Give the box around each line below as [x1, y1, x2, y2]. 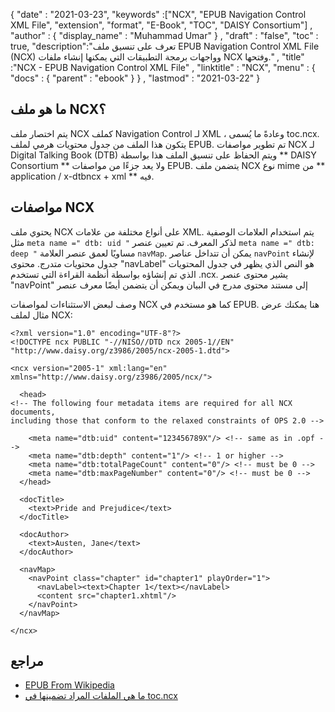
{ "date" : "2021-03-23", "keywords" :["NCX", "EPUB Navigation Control [10, 9, 307, 20]
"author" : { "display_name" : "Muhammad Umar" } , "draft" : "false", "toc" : [10, 30, 319, 41]
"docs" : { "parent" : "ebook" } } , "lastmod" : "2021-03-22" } [10, 72, 261, 84]
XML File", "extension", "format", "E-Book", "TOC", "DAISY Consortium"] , [10, 19, 313, 31]
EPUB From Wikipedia [24, 679, 115, 691]
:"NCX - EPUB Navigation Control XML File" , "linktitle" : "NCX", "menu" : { [10, 62, 316, 73]
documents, [10, 407, 56, 417]
